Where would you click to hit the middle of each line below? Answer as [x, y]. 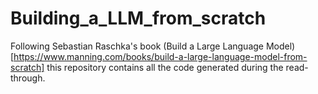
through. [28, 78]
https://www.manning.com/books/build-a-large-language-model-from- [160, 56]
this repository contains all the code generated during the [165, 67]
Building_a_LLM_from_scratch [138, 18]
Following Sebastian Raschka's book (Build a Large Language [137, 46]
